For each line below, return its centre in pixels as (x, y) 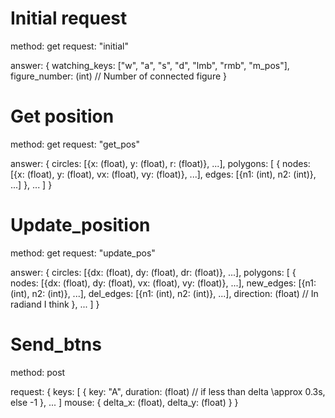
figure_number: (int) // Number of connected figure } (119, 76)
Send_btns (56, 344)
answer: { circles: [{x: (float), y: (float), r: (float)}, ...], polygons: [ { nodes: (160, 163)
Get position (62, 116)
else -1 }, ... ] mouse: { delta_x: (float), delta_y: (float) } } (124, 402)
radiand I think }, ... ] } (55, 304)
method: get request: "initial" (69, 46)
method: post (38, 372)
